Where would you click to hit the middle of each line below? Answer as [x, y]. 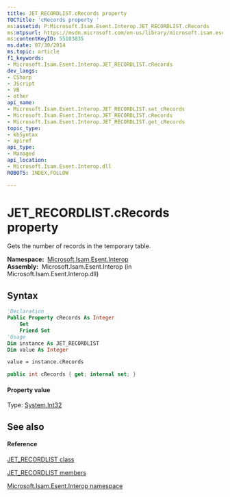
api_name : [21, 103]
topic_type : [24, 128]
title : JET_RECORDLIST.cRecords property [67, 13]
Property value [29, 390]
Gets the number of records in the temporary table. [79, 246]
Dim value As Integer [38, 350]
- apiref [20, 141]
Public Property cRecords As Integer [61, 318]
